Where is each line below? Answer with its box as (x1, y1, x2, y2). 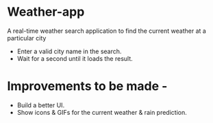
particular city (7, 33, 47, 42)
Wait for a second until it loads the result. (16, 54, 134, 62)
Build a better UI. (16, 100, 65, 109)
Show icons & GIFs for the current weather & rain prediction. (16, 108, 187, 116)
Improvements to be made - (7, 79, 168, 94)
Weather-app (7, 4, 85, 20)
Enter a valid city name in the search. (16, 47, 122, 55)
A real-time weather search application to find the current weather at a (7, 27, 207, 35)
